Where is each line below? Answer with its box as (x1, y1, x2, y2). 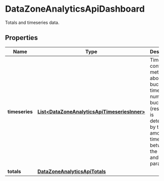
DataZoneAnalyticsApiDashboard (5, 3, 145, 15)
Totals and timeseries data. (5, 20, 60, 25)
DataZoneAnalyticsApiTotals (37, 168, 106, 175)
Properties (5, 34, 38, 42)
